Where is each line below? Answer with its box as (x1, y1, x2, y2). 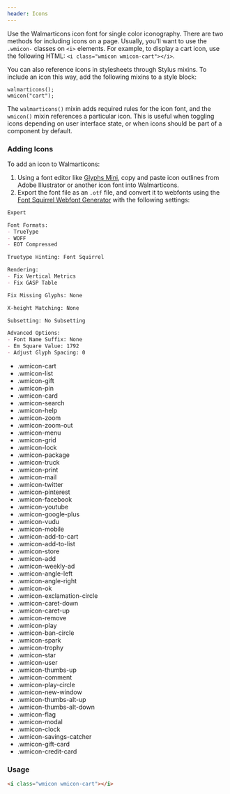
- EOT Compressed (7, 241, 58, 248)
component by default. (7, 126, 72, 135)
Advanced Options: (7, 329, 61, 337)
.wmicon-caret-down (17, 599, 79, 607)
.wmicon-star (17, 650, 56, 659)
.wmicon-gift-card (17, 740, 70, 748)
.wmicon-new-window (17, 688, 82, 696)
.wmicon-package (17, 451, 70, 459)
